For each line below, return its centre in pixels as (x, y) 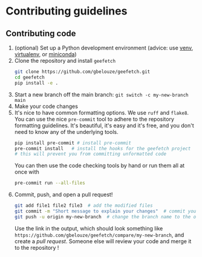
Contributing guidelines (67, 11)
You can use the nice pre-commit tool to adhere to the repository (94, 119)
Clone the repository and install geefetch (65, 61)
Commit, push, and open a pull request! (64, 195)
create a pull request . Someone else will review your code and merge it (103, 241)
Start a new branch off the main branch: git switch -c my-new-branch (101, 94)
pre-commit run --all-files (50, 183)
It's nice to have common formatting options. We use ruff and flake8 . (101, 112)
